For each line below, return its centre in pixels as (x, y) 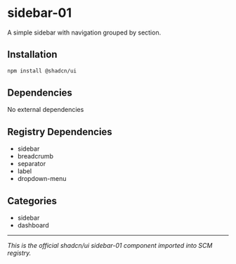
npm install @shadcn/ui (42, 71)
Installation (32, 55)
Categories (32, 201)
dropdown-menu (42, 179)
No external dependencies (46, 110)
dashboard (33, 225)
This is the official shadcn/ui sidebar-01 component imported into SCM (110, 246)
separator (32, 164)
